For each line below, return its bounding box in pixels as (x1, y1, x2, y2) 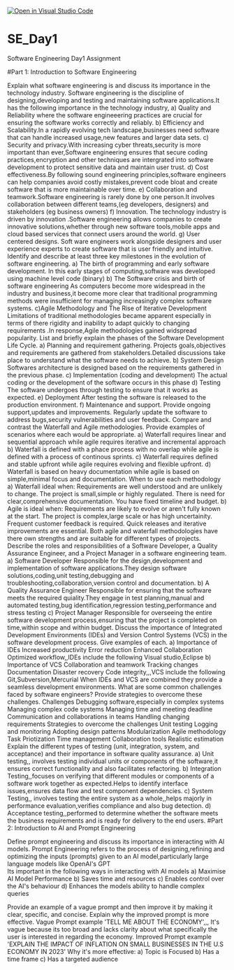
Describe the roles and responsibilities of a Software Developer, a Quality (7, 542, 218, 550)
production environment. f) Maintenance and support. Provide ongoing (7, 400, 211, 409)
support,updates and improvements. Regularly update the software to (7, 407, 208, 416)
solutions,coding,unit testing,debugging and (7, 571, 134, 579)
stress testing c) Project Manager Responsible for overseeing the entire (7, 608, 212, 616)
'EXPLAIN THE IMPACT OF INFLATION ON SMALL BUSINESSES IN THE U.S (7, 940, 224, 948)
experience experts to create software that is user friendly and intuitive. (7, 245, 213, 253)
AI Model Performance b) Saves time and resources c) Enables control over (7, 874, 225, 883)
